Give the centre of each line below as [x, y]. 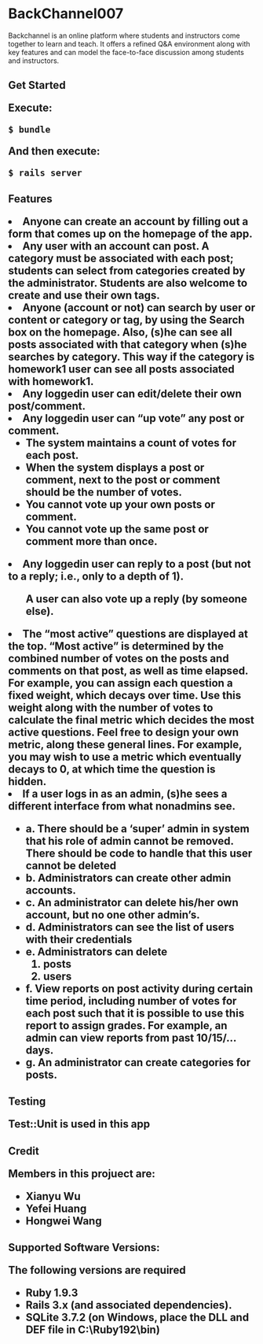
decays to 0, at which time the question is [112, 769]
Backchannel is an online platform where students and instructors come [124, 35]
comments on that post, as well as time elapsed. [128, 670]
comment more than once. [91, 541]
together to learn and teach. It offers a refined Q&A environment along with [129, 43]
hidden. [27, 781]
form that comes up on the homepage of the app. [130, 233]
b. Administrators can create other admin [128, 877]
